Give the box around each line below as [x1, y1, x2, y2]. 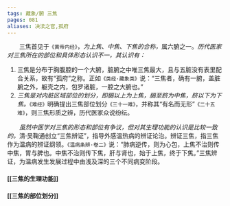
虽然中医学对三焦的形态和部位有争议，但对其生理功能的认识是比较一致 [19, 123, 218, 131]
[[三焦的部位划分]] [7, 192, 59, 200]
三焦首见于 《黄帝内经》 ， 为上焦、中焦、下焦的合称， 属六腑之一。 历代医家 [19, 43, 222, 51]
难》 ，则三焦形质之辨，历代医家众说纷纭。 [16, 108, 134, 117]
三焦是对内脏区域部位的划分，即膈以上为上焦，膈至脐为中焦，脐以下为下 [16, 91, 222, 100]
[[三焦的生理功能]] [7, 174, 59, 183]
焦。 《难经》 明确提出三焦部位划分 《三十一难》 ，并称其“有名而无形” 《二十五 [16, 100, 216, 108]
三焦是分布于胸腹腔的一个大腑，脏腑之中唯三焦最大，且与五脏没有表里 [16, 66, 216, 74]
